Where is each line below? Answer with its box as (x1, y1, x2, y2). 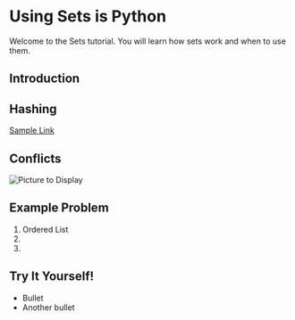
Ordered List (21, 224, 69, 234)
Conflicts (9, 151, 62, 166)
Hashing (9, 101, 57, 117)
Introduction (9, 71, 80, 86)
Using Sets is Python (9, 6, 167, 27)
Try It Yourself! (9, 269, 95, 284)
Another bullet (21, 301, 75, 313)
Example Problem (9, 201, 109, 216)
